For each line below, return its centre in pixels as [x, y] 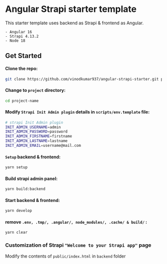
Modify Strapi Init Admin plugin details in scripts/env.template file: [78, 112]
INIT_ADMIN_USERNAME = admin [33, 127]
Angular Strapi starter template [71, 9]
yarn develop [19, 211]
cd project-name [22, 101]
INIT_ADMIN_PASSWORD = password [37, 132]
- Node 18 [15, 41]
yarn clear [16, 232]
